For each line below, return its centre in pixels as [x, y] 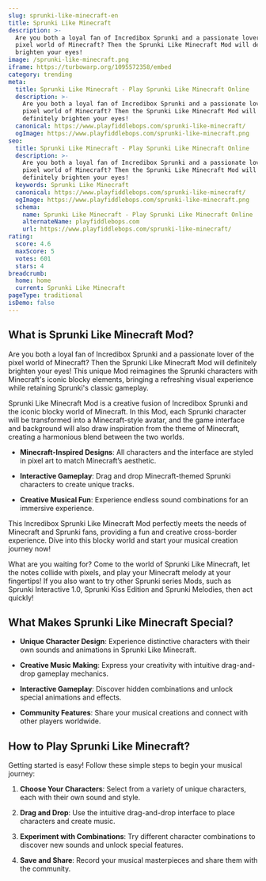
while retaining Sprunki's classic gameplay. [78, 387]
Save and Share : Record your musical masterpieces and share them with [139, 860]
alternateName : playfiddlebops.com [81, 222]
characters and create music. [68, 822]
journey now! [30, 548]
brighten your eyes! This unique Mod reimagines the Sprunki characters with [133, 371]
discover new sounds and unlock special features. [101, 845]
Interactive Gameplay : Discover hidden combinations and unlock [126, 689]
